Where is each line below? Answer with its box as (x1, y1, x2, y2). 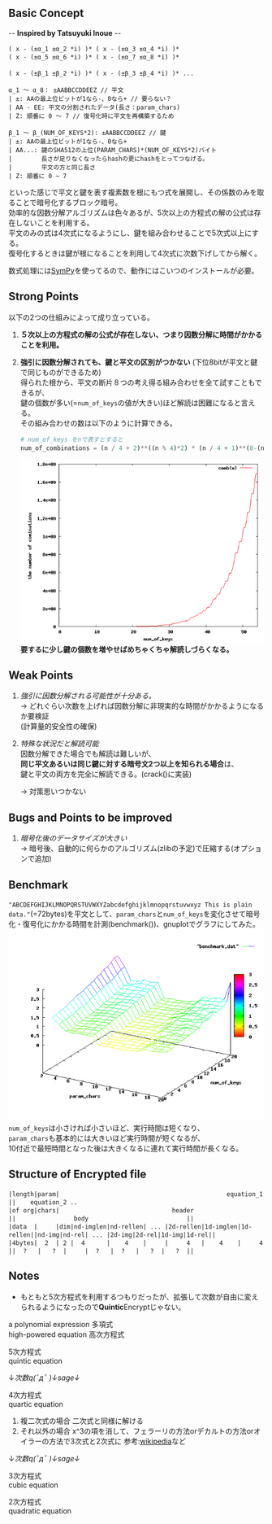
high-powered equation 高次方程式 (8, 1330, 125, 1339)
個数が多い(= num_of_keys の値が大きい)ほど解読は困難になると (34, 398, 242, 408)
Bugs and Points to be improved (8, 810, 173, 824)
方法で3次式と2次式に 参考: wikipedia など (48, 1436, 187, 1446)
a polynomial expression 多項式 (8, 1319, 114, 1329)
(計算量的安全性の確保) (19, 722, 97, 731)
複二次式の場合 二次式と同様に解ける (19, 1416, 144, 1426)
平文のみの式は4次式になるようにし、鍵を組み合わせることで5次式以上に (8, 228, 253, 238)
